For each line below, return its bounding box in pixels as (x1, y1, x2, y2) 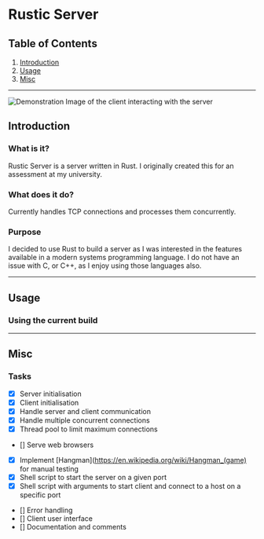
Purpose (8, 226, 42, 237)
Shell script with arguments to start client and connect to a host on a (19, 482, 241, 491)
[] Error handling (19, 505, 73, 515)
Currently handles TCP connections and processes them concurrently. (8, 207, 236, 216)
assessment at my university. (8, 169, 102, 178)
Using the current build (8, 314, 98, 325)
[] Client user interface (19, 514, 93, 523)
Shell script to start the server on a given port (19, 473, 167, 482)
